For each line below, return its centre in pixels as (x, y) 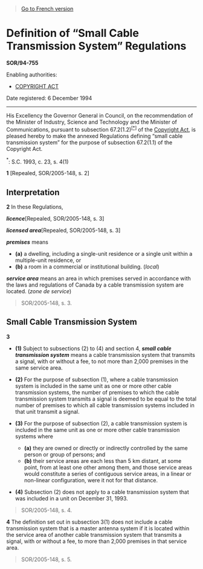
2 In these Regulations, (35, 207)
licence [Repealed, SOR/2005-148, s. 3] (55, 219)
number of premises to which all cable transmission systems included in (105, 405)
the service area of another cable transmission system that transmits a (94, 534)
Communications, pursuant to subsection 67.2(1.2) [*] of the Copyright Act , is (101, 128)
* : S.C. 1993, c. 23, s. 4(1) (37, 161)
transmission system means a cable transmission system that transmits (105, 354)
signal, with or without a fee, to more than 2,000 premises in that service (97, 541)
